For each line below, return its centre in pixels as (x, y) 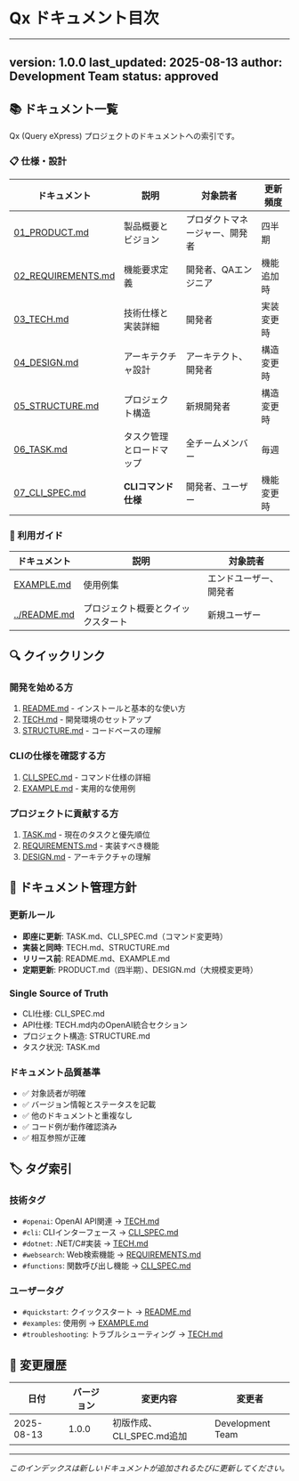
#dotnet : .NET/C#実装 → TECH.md (85, 1243)
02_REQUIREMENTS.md (65, 276)
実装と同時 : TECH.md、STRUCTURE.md (96, 947)
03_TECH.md (41, 320)
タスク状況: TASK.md (61, 1047)
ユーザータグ (36, 1291)
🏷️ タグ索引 (41, 1168)
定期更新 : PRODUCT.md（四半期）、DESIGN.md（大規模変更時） (140, 969)
